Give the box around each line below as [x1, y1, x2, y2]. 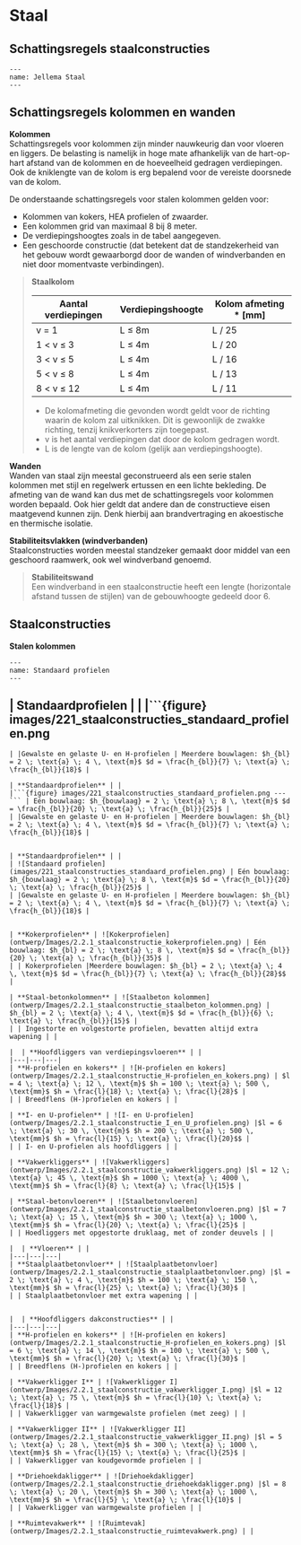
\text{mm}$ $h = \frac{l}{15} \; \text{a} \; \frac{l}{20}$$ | [9, 1134, 251, 1144]
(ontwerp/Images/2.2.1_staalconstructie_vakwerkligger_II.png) [9, 1433, 251, 1442]
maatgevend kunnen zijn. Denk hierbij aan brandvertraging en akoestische [9, 508, 284, 519]
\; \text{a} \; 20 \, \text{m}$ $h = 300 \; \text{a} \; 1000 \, [9, 1488, 258, 1497]
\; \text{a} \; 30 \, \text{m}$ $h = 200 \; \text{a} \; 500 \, [9, 1127, 254, 1136]
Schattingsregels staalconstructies [9, 41, 211, 57]
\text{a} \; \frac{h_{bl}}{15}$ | [9, 1017, 139, 1026]
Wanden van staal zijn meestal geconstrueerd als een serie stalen [9, 470, 252, 481]
